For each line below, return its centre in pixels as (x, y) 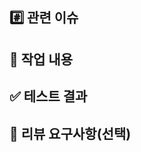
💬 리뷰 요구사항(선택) (70, 133)
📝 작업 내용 (41, 59)
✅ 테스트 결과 (48, 96)
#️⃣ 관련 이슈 (44, 18)
